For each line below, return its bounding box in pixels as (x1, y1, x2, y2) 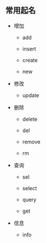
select (22, 184, 37, 191)
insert (22, 45, 36, 52)
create (22, 56, 38, 63)
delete (22, 115, 38, 122)
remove (22, 138, 41, 145)
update (22, 91, 40, 98)
